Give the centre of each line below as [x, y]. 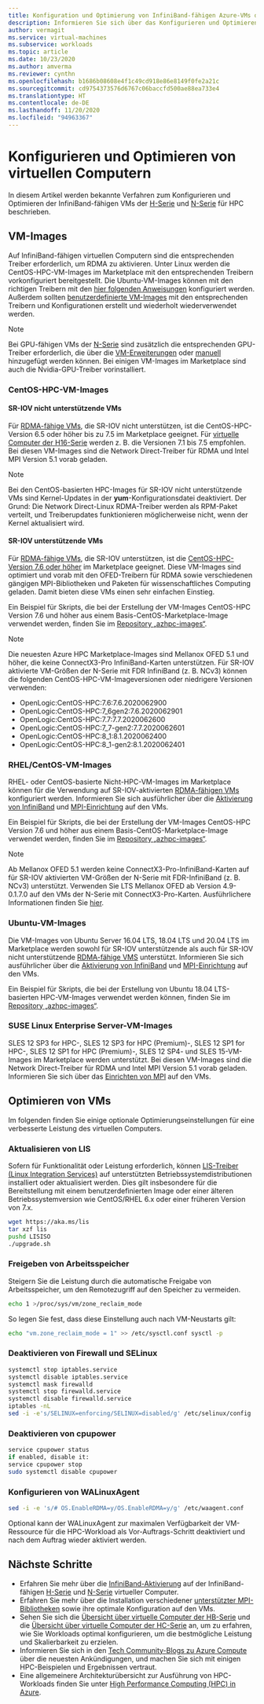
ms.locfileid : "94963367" [50, 118]
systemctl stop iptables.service [63, 1369]
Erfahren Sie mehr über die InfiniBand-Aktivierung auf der [113, 1583]
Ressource [26, 1531]
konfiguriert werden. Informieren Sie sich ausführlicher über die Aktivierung [130, 799]
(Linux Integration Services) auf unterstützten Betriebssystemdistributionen [130, 1174]
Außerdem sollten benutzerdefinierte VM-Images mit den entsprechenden [128, 297]
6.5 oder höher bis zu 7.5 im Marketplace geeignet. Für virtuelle [137, 434]
